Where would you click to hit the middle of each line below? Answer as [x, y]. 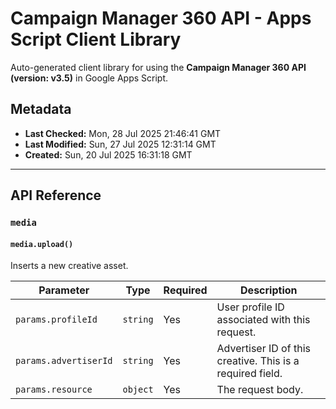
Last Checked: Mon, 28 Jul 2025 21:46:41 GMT [123, 133]
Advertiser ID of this [263, 349]
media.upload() [42, 244]
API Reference [56, 195]
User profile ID [250, 307]
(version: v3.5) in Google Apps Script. [89, 78]
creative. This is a [258, 361]
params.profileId [56, 320]
